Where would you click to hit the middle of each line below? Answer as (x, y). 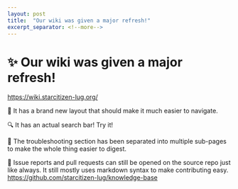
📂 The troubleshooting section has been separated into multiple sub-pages (117, 142)
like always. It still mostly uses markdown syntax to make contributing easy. (118, 170)
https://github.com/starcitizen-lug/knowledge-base (82, 178)
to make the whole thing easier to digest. (67, 149)
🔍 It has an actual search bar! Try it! (60, 125)
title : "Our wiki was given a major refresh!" (79, 21)
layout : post (27, 14)
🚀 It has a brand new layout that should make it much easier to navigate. (113, 111)
